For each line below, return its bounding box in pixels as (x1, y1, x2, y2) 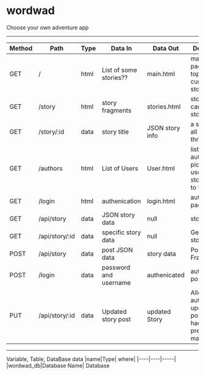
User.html (146, 164, 175, 173)
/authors (38, 164, 63, 173)
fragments (101, 106, 132, 115)
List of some (101, 65, 137, 74)
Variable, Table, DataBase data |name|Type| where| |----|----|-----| (6, 355, 176, 363)
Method (9, 44, 33, 52)
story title (101, 127, 129, 136)
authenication (101, 196, 142, 205)
